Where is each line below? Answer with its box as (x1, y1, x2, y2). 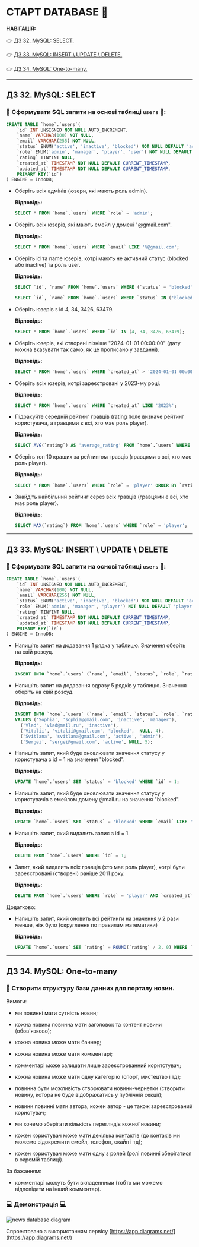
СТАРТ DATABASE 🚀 (6, 5, 108, 19)
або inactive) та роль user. (14, 261, 81, 268)
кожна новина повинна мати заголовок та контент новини (14, 1021, 162, 1028)
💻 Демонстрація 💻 (6, 1200, 66, 1208)
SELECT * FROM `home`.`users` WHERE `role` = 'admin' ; (14, 210, 153, 216)
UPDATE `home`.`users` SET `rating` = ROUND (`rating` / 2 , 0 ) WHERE (14, 944, 188, 950)
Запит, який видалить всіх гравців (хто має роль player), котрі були (14, 864, 185, 871)
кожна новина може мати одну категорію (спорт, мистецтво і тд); (14, 1073, 181, 1080)
